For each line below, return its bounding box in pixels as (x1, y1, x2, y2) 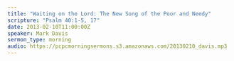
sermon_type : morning (7, 36, 72, 43)
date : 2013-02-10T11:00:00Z (7, 23, 91, 30)
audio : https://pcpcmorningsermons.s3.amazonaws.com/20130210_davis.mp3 (7, 43, 228, 50)
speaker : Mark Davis (7, 29, 69, 37)
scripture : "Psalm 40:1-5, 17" (7, 17, 100, 24)
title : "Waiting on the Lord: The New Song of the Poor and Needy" (7, 10, 212, 18)
